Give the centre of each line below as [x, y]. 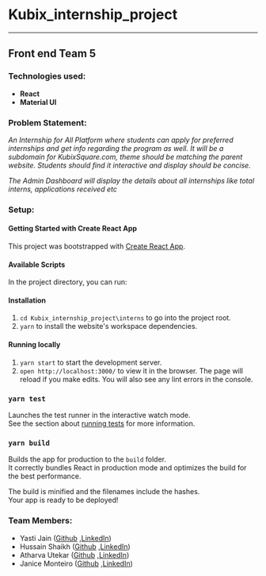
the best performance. [45, 476]
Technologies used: [47, 76]
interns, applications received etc [63, 189]
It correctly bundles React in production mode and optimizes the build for [127, 468]
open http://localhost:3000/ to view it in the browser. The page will [131, 370]
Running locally [34, 345]
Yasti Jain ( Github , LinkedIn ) [66, 538]
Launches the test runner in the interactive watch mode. [100, 415]
